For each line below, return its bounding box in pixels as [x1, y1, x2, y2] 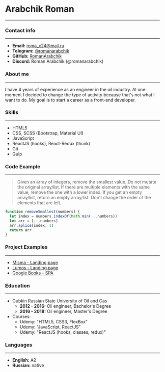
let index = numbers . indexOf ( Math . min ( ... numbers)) [9, 214, 118, 219]
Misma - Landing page [12, 259, 58, 266]
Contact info [5, 27, 36, 34]
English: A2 [12, 357, 36, 363]
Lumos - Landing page [12, 265, 58, 270]
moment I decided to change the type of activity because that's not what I [5, 92, 155, 98]
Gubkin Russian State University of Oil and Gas [12, 298, 107, 304]
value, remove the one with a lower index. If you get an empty [17, 189, 142, 195]
